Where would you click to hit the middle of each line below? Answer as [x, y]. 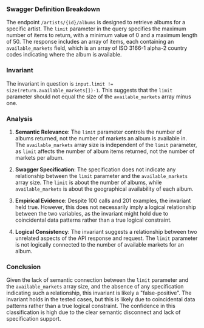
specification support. [34, 319]
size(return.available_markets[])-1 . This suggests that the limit [90, 90]
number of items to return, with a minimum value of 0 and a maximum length [102, 35]
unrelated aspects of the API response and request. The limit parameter [106, 238]
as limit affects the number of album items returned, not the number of [105, 151]
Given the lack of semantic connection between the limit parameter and [97, 280]
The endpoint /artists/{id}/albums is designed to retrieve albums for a [96, 22]
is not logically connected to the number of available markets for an [99, 244]
